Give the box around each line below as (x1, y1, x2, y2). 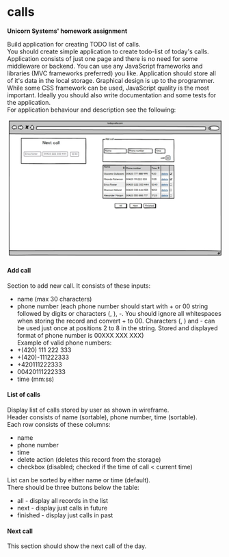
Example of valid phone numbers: (16, 338, 112, 347)
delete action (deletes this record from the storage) (16, 455, 161, 463)
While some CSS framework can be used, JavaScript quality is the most (7, 84, 210, 92)
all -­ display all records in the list (16, 496, 108, 504)
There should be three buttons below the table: (7, 483, 139, 491)
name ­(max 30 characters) (16, 295, 92, 303)
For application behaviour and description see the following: (7, 106, 176, 114)
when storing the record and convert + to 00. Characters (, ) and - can (16, 317, 215, 325)
